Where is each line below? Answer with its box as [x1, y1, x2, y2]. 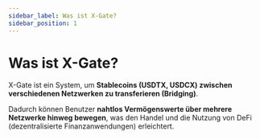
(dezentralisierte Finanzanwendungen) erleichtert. [8, 121, 175, 131]
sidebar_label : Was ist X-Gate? [8, 11, 117, 20]
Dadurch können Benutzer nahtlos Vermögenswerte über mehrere [8, 104, 232, 114]
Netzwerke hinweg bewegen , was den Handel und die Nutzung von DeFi [8, 113, 252, 123]
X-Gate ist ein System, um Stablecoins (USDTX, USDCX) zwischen [8, 80, 233, 90]
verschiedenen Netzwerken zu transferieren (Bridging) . [8, 89, 199, 99]
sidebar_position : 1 [8, 19, 78, 27]
